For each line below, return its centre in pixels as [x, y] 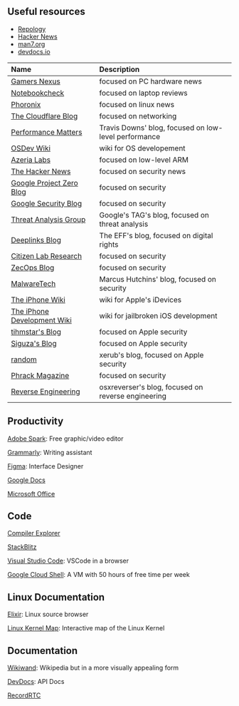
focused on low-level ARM [144, 160]
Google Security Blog [47, 203]
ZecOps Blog [33, 267]
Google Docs [27, 480]
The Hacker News [41, 171]
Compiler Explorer [34, 533]
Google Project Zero [44, 183]
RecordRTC [24, 695]
